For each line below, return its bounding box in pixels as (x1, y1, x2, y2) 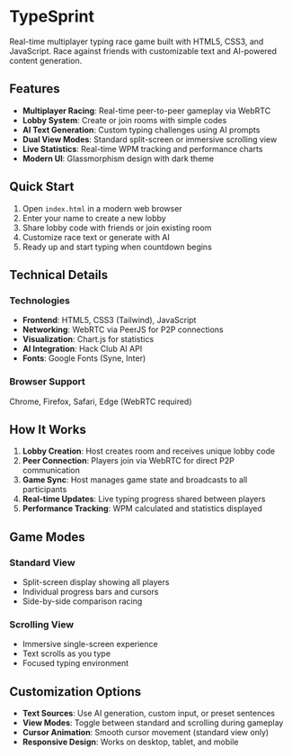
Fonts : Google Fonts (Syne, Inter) (22, 353, 146, 364)
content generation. (9, 55, 83, 66)
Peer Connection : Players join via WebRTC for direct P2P (22, 455, 235, 466)
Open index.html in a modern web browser (22, 202, 182, 213)
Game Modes (9, 529, 85, 544)
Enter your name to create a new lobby (22, 212, 166, 223)
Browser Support (9, 375, 85, 388)
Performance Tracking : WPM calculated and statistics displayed (22, 503, 262, 514)
